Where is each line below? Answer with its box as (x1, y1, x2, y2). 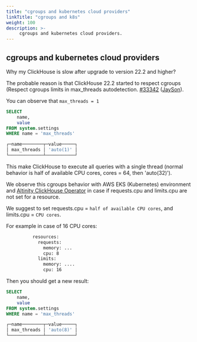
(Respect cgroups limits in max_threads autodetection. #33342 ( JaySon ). (6, 86, 184, 93)
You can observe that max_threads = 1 (6, 97, 99, 104)
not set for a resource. (6, 193, 60, 200)
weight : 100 (6, 19, 35, 25)
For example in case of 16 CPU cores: (6, 222, 97, 229)
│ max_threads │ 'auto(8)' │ (6, 327, 78, 333)
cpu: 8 (43, 250, 60, 256)
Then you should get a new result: (6, 278, 89, 285)
